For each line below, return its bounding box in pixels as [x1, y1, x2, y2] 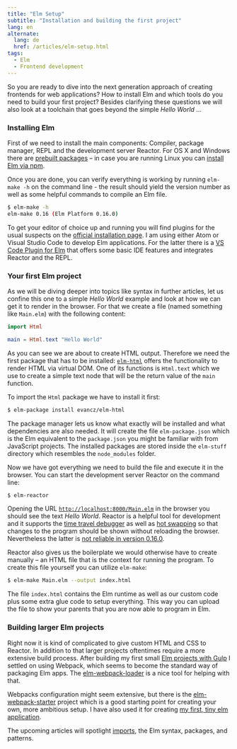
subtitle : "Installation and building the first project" [7, 17, 182, 24]
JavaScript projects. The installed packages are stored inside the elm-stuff [7, 442, 227, 450]
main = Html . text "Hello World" [7, 336, 103, 343]
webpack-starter [7, 697, 57, 706]
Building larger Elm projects [7, 622, 105, 632]
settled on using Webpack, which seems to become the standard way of [7, 661, 218, 670]
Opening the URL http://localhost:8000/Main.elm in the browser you [7, 504, 210, 513]
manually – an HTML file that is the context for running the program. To [7, 556, 214, 564]
